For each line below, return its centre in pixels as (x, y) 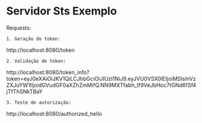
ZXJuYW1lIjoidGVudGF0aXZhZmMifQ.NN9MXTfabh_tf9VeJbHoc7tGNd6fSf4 (101, 85)
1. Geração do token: (34, 39)
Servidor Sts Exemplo (62, 11)
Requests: (19, 28)
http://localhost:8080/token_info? (48, 72)
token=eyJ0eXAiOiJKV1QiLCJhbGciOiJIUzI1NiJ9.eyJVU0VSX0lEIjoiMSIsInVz (101, 78)
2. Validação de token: (36, 61)
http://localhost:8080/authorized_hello (54, 113)
